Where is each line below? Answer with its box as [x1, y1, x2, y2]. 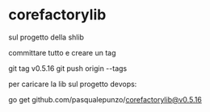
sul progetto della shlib [8, 32, 85, 42]
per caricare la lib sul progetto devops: [8, 79, 137, 89]
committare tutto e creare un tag [8, 48, 116, 57]
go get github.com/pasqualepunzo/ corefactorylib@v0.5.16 [8, 94, 202, 104]
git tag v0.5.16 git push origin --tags [8, 63, 128, 73]
